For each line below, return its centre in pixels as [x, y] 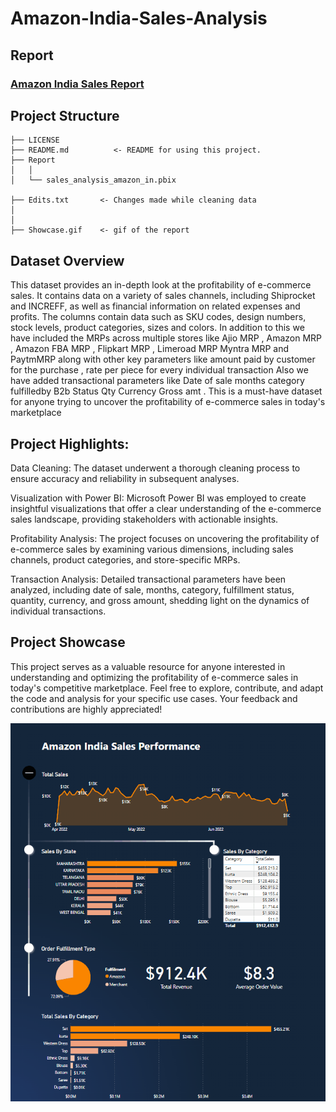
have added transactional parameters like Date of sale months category [157, 381]
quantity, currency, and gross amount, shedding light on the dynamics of [160, 600]
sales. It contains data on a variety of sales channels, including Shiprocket [163, 296]
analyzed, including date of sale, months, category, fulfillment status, [152, 589]
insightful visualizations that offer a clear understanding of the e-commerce [166, 508]
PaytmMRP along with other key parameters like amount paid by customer [163, 359]
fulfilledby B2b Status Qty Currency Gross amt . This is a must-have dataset [166, 391]
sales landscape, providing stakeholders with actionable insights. [144, 519]
